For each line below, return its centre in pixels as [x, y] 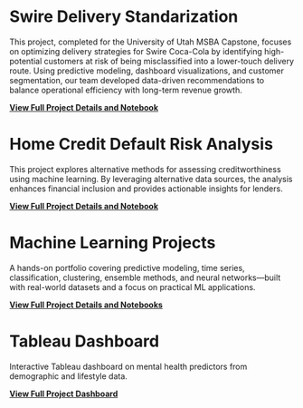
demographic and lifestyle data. [69, 376]
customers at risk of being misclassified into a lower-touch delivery [169, 61]
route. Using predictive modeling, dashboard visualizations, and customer [147, 71]
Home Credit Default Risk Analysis [142, 145]
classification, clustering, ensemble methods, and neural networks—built [145, 277]
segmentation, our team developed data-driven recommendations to [137, 80]
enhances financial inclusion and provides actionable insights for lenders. [146, 189]
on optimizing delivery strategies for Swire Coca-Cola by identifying [136, 51]
